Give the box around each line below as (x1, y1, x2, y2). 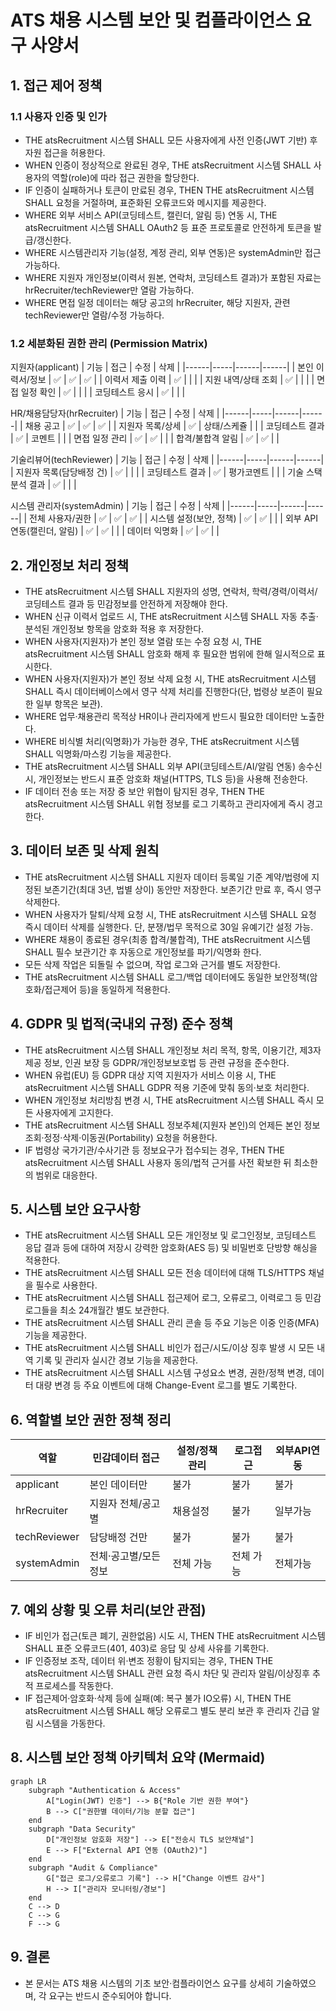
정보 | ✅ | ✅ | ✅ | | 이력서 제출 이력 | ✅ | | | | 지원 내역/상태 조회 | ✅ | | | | (29, 374, 315, 386)
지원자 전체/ (89, 1497, 143, 1511)
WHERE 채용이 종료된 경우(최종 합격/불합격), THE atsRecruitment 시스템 (24, 933, 311, 945)
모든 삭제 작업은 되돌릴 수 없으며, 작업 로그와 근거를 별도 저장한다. (24, 958, 281, 970)
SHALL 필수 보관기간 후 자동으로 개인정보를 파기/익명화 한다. (24, 946, 262, 958)
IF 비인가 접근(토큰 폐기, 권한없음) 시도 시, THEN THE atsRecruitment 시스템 (24, 1630, 326, 1642)
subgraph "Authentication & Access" (28, 1785, 182, 1795)
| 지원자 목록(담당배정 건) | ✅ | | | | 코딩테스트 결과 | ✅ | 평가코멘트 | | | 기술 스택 (10, 466, 323, 478)
